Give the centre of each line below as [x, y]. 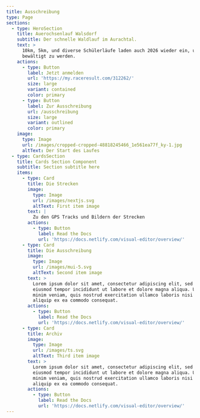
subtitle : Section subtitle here [58, 167]
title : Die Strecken [53, 184]
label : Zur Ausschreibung [60, 106]
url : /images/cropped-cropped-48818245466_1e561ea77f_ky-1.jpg [102, 145]
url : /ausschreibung [53, 112]
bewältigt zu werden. [49, 56]
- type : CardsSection [38, 156]
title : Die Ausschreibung [60, 251]
